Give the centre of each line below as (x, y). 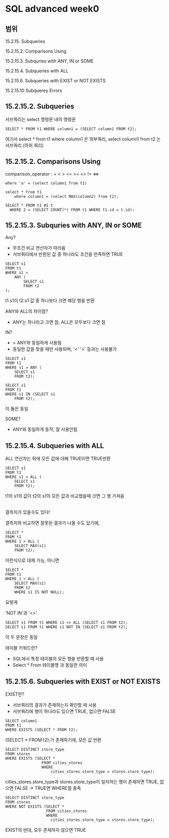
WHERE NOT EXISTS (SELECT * (35, 807)
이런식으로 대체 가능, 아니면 (32, 560)
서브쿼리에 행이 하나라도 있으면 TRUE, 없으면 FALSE (64, 712)
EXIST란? (15, 694)
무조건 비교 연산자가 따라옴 (39, 248)
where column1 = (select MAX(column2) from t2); (67, 196)
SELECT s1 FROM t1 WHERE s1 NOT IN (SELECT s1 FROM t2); (67, 627)
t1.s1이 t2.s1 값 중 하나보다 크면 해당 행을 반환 (50, 300)
